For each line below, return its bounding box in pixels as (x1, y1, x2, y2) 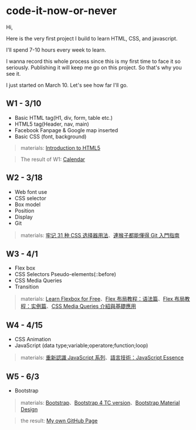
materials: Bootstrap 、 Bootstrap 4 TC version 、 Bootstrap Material (20, 399, 180, 406)
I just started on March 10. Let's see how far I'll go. (6, 81, 128, 89)
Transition (14, 283, 39, 290)
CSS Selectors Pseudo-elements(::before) (14, 271, 116, 278)
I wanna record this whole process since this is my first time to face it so (6, 58, 181, 65)
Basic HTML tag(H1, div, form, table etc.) (14, 114, 113, 121)
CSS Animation (14, 336, 52, 343)
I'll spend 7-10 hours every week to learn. (6, 46, 107, 53)
